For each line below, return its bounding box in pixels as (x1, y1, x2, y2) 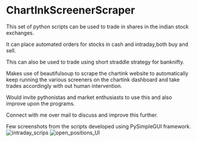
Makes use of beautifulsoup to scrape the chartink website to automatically (6, 70, 189, 77)
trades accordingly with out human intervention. (6, 82, 122, 89)
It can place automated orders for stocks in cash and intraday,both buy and (6, 41, 189, 48)
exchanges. (6, 29, 34, 36)
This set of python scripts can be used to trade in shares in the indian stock (6, 23, 189, 30)
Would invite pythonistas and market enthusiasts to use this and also (6, 94, 172, 101)
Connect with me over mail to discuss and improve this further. (6, 111, 158, 118)
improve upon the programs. (6, 100, 75, 107)
